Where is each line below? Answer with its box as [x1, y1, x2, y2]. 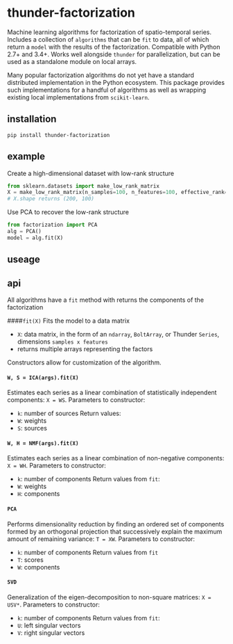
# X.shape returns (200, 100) [7, 195, 95, 202]
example [7, 151, 46, 163]
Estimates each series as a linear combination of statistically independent [7, 388, 217, 397]
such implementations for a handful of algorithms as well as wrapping [7, 86, 207, 94]
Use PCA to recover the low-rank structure [7, 208, 130, 216]
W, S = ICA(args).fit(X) [7, 374, 79, 381]
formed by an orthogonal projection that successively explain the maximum [7, 527, 223, 536]
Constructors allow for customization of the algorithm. [7, 358, 162, 367]
